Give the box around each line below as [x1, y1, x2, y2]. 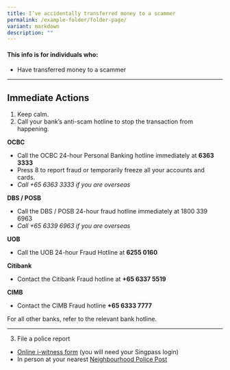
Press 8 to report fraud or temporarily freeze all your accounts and [16, 166, 205, 174]
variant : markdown [7, 23, 60, 30]
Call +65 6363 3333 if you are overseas [16, 181, 131, 189]
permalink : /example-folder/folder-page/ [7, 16, 127, 23]
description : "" [7, 29, 53, 36]
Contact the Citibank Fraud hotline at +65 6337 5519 [16, 275, 166, 284]
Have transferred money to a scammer [16, 66, 127, 74]
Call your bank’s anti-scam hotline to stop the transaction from [16, 117, 194, 126]
